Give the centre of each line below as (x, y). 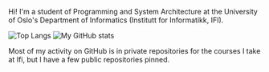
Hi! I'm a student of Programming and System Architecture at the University (133, 12)
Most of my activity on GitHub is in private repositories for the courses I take (134, 51)
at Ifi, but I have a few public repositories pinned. (89, 60)
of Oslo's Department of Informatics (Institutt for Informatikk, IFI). (116, 20)
